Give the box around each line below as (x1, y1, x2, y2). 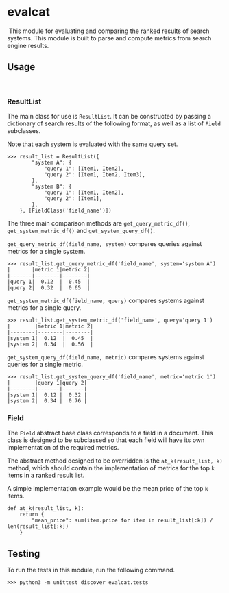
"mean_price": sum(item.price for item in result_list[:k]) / (32, 517, 213, 524)
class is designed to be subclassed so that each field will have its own (7, 436, 205, 444)
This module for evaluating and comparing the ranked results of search (8, 27, 210, 35)
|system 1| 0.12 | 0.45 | (7, 335, 94, 342)
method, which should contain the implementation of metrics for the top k (7, 464, 215, 472)
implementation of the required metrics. (7, 444, 119, 452)
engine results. (7, 41, 49, 49)
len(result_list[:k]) (7, 523, 69, 530)
